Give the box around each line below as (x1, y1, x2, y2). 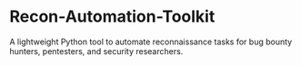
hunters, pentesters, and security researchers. (9, 45, 184, 56)
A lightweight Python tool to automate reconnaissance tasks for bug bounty (9, 36, 293, 47)
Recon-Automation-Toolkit (9, 6, 216, 27)
